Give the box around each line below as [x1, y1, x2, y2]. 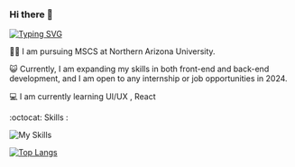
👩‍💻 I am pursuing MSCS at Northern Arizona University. [9, 46, 216, 57]
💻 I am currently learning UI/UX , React [9, 91, 156, 102]
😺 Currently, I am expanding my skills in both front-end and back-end [9, 63, 270, 75]
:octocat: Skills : [9, 112, 69, 123]
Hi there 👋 [9, 8, 54, 21]
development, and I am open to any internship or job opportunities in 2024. [9, 73, 288, 84]
